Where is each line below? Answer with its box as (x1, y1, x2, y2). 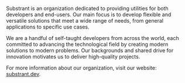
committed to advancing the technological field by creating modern (6, 41, 169, 48)
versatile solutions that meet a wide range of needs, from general (6, 17, 164, 24)
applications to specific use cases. (6, 23, 90, 30)
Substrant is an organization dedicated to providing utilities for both (6, 5, 169, 12)
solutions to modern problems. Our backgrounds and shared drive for (6, 47, 174, 54)
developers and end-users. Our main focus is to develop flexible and (6, 11, 172, 18)
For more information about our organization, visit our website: (6, 64, 157, 71)
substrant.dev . (6, 71, 41, 77)
